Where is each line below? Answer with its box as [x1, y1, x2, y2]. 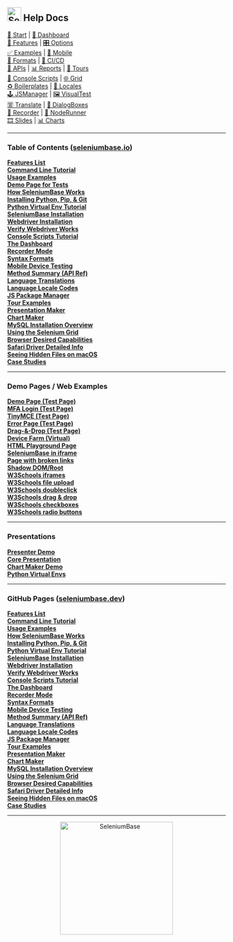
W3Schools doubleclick [7, 486, 78, 494]
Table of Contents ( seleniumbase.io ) [7, 142, 133, 152]
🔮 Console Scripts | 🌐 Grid [7, 74, 83, 82]
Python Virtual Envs [7, 570, 66, 578]
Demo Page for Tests [7, 181, 69, 189]
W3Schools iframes [7, 471, 66, 479]
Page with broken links [7, 456, 74, 465]
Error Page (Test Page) [7, 420, 74, 428]
